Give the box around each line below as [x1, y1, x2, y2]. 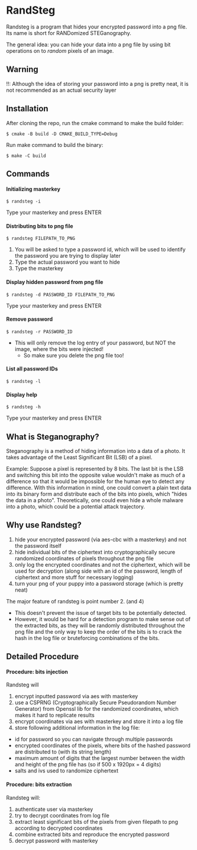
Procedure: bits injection [6, 668, 68, 675]
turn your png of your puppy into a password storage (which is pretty [14, 580, 183, 587]
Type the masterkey [14, 265, 64, 272]
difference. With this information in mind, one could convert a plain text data [6, 484, 192, 491]
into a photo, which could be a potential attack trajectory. [6, 503, 146, 510]
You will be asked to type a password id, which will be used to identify [14, 246, 186, 253]
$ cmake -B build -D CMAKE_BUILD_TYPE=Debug [6, 131, 118, 137]
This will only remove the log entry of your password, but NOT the [14, 339, 176, 346]
